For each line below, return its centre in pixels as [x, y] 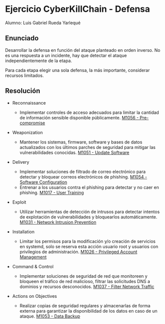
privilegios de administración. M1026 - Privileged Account [78, 252]
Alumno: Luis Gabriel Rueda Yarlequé [43, 23]
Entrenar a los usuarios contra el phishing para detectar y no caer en [89, 187]
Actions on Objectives [34, 296]
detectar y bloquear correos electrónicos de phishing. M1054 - [83, 177]
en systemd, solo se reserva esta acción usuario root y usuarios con [89, 246]
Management [33, 257]
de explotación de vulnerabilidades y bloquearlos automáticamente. [88, 217]
